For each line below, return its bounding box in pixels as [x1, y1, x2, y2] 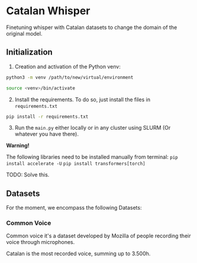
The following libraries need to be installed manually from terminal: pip [6, 153, 179, 161]
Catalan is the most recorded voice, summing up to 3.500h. [6, 250, 151, 257]
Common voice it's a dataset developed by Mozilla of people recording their [6, 232, 191, 239]
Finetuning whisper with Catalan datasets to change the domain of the [6, 24, 177, 31]
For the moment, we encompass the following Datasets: [6, 204, 142, 211]
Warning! [6, 142, 30, 149]
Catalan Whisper [6, 4, 91, 18]
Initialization [6, 47, 53, 57]
